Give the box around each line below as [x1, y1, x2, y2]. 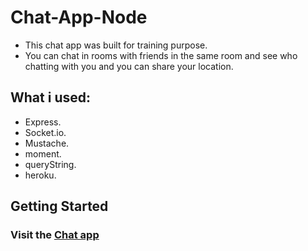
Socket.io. [24, 126, 67, 138]
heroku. [24, 169, 57, 181]
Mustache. [24, 137, 70, 149]
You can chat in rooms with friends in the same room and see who [24, 49, 298, 61]
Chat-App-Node [10, 6, 148, 29]
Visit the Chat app [10, 228, 100, 242]
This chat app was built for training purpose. [24, 39, 208, 51]
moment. [24, 147, 62, 160]
